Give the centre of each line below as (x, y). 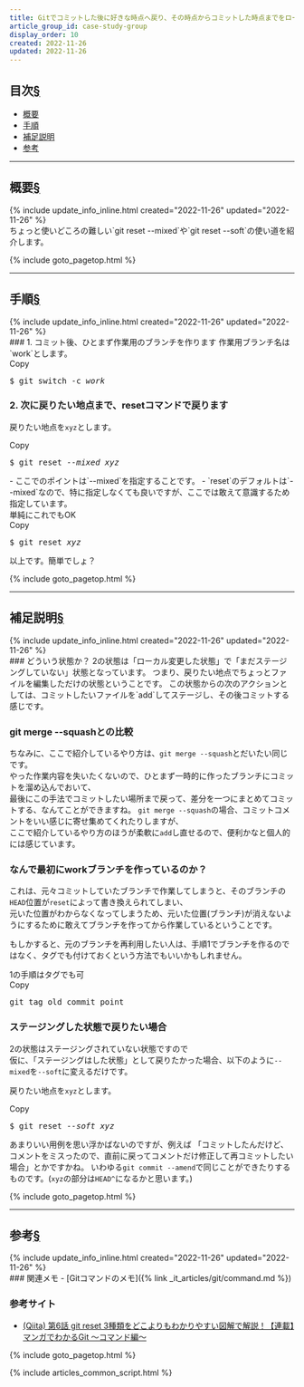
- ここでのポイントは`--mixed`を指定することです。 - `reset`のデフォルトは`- (152, 480)
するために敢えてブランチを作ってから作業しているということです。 (152, 925)
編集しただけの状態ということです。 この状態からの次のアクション (157, 683)
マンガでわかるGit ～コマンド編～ (85, 1336)
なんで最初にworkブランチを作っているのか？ (109, 869)
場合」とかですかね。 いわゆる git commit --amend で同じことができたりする (150, 1167)
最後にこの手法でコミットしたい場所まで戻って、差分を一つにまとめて (140, 798)
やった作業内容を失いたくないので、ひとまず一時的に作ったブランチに (140, 775)
